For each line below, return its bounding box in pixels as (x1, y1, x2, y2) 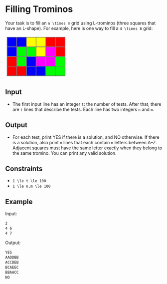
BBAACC (5, 270, 19, 275)
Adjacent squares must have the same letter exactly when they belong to (12, 145, 163, 151)
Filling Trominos (5, 3, 73, 15)
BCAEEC (5, 265, 19, 270)
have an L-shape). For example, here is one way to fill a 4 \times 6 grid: (5, 25, 153, 31)
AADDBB (5, 255, 19, 260)
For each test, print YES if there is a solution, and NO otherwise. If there (12, 134, 160, 140)
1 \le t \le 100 (12, 179, 46, 184)
